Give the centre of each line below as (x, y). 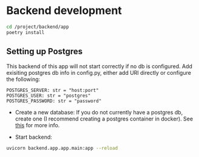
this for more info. (37, 125)
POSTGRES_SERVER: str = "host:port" (52, 90)
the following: (23, 79)
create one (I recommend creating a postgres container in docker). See (104, 119)
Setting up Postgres (45, 51)
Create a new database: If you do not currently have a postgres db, (99, 112)
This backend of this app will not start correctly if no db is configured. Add (99, 66)
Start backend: (34, 137)
